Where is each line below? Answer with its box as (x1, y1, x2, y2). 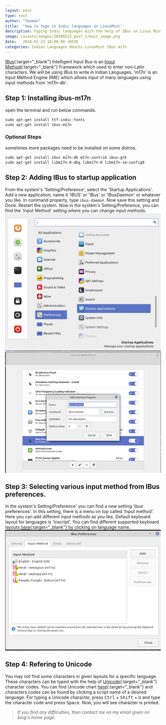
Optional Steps (5, 133, 42, 140)
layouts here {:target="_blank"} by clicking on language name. (5, 524, 131, 530)
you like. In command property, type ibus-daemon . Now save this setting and (5, 197, 160, 203)
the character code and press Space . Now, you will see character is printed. (5, 699, 160, 705)
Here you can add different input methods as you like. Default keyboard (5, 514, 151, 520)
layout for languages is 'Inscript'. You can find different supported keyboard (5, 519, 159, 525)
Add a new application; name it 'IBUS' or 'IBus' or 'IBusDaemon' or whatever (5, 192, 161, 198)
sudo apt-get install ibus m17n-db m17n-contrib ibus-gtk (5, 155, 127, 160)
